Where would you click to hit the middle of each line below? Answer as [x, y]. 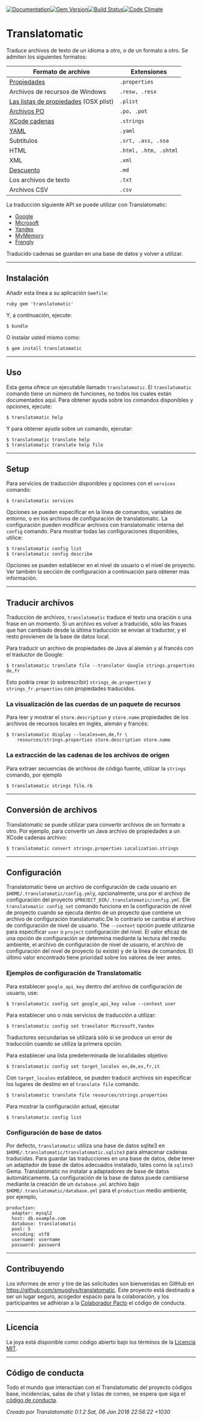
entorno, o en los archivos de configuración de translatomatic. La [87, 518]
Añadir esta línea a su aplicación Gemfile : [57, 293]
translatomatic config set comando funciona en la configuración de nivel [99, 906]
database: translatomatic [44, 1224]
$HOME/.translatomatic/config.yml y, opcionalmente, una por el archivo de [98, 894]
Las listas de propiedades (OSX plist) [62, 101]
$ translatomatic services [40, 501]
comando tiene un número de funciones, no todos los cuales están [89, 393]
